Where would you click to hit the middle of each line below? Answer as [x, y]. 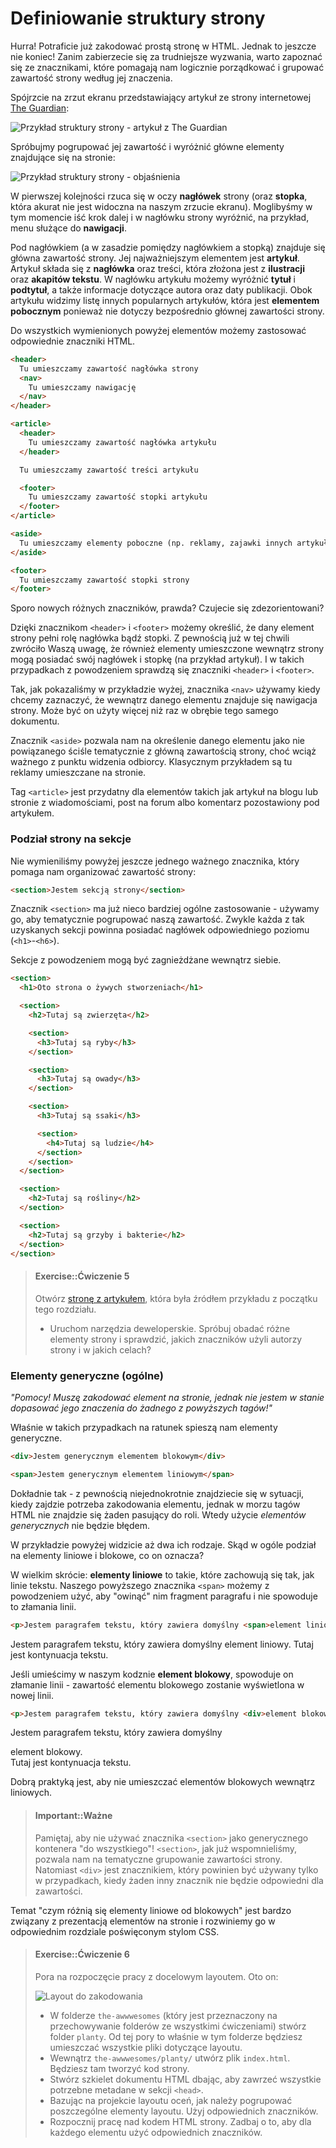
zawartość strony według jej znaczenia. [91, 78]
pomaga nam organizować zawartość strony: [103, 871]
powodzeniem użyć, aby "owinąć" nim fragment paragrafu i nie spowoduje [164, 1596]
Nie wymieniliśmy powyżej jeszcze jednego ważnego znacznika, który [155, 861]
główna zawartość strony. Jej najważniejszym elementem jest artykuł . [155, 258]
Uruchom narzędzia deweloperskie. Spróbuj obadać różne [170, 1328]
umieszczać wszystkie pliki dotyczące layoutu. [146, 2047]
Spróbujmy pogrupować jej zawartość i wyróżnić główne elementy [147, 146]
